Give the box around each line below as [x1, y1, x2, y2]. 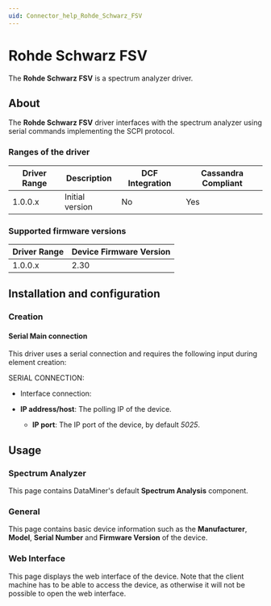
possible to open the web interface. [8, 588, 127, 598]
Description [65, 172, 112, 184]
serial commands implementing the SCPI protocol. [8, 127, 175, 136]
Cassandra [200, 167, 244, 178]
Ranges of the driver [8, 147, 90, 158]
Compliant [201, 177, 244, 189]
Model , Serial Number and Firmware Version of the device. [8, 533, 208, 542]
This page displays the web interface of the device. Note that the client [8, 571, 244, 581]
